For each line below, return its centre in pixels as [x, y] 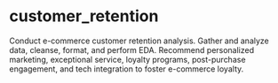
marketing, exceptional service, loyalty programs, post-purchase [127, 59]
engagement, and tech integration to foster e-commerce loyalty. [127, 69]
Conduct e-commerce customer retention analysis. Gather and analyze [139, 41]
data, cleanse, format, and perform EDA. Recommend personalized [132, 49]
